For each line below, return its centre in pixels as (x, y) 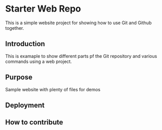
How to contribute (34, 122)
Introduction (25, 44)
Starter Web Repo (43, 9)
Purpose (19, 77)
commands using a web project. (39, 61)
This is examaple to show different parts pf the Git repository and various (81, 56)
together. (15, 28)
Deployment (25, 105)
